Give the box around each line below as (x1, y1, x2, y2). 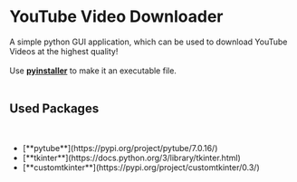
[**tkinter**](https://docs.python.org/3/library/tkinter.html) (22, 152, 242, 163)
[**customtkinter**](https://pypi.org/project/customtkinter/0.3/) (22, 161, 260, 173)
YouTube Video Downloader (9, 6, 224, 27)
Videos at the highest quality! (9, 45, 119, 56)
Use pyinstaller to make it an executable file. (9, 65, 177, 76)
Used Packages (9, 101, 100, 117)
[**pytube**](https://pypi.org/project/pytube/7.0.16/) (22, 142, 218, 153)
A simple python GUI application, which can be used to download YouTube (9, 36, 288, 47)
